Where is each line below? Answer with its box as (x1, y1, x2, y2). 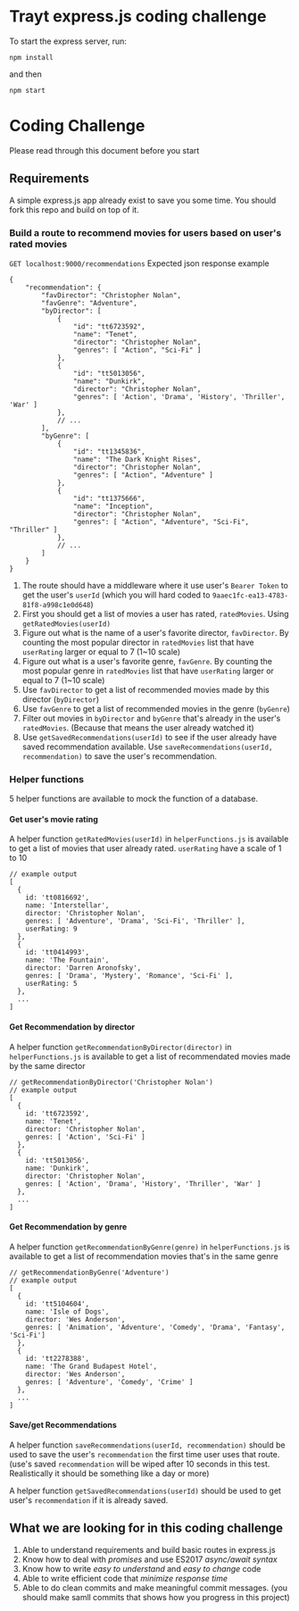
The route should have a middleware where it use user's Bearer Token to (21, 580, 288, 590)
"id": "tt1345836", (72, 447, 145, 456)
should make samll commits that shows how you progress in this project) (21, 1591, 290, 1602)
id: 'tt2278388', (25, 1354, 90, 1363)
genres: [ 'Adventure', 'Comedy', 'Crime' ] (25, 1377, 194, 1386)
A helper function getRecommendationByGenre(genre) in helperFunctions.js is (9, 1241, 290, 1252)
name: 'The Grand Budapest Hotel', (25, 1362, 158, 1371)
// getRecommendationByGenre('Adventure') (9, 1268, 170, 1277)
